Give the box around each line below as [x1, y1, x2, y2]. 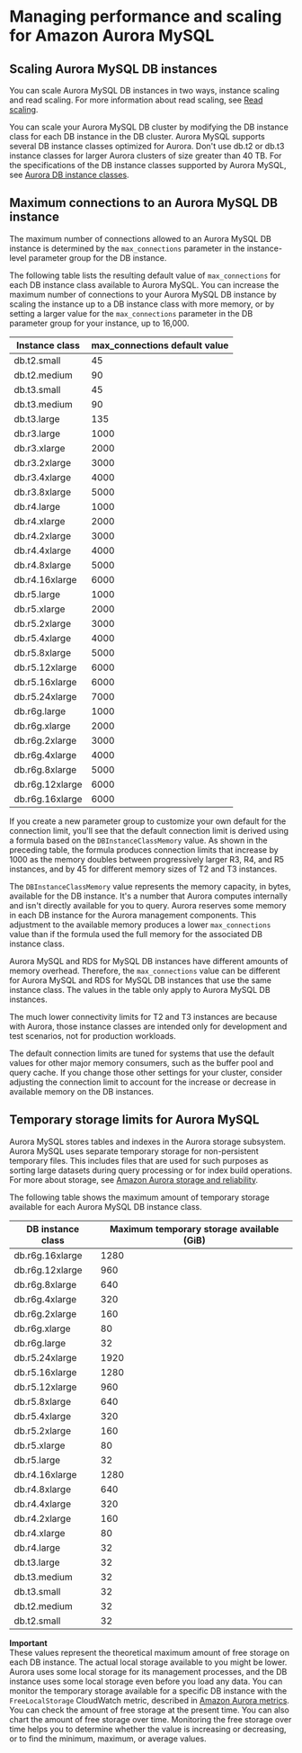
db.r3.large [13, 427, 61, 440]
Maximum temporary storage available [109, 1222, 280, 1235]
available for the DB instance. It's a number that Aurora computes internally [9, 890, 288, 901]
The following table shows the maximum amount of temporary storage [9, 1192, 270, 1203]
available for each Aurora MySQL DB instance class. [9, 1201, 202, 1212]
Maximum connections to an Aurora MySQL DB [9, 195, 279, 210]
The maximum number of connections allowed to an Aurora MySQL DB [9, 233, 271, 244]
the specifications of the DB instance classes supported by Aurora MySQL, [9, 160, 287, 170]
